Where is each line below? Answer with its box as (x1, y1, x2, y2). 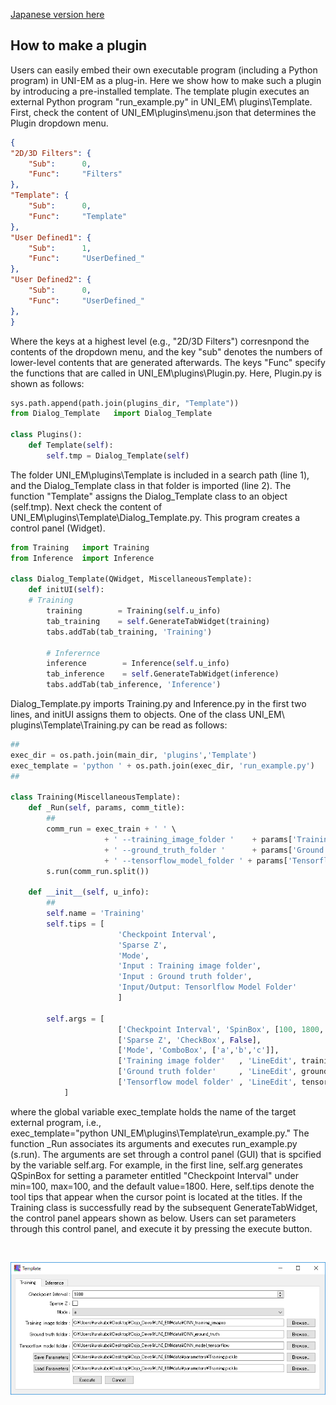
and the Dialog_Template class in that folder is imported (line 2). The (10, 479, 292, 491)
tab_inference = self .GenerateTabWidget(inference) (46, 669, 280, 679)
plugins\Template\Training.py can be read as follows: (10, 719, 228, 731)
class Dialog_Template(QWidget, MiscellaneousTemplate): (10, 574, 253, 584)
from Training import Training (10, 542, 150, 553)
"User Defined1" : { (10, 232, 92, 243)
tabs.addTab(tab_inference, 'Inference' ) (46, 680, 222, 690)
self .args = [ (46, 1014, 105, 1024)
